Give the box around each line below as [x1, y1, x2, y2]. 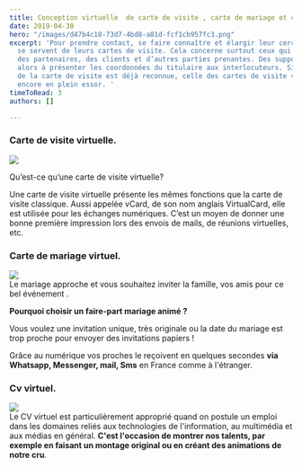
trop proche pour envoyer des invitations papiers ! [9, 332, 195, 343]
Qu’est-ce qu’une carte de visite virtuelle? [9, 172, 164, 182]
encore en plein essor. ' [17, 80, 115, 89]
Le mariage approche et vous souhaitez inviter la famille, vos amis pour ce [9, 278, 285, 289]
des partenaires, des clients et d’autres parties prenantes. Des [17, 55, 271, 64]
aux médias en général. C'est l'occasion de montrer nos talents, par [9, 430, 265, 441]
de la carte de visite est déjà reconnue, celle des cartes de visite [17, 72, 288, 81]
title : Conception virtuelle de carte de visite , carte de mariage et [9, 13, 288, 22]
